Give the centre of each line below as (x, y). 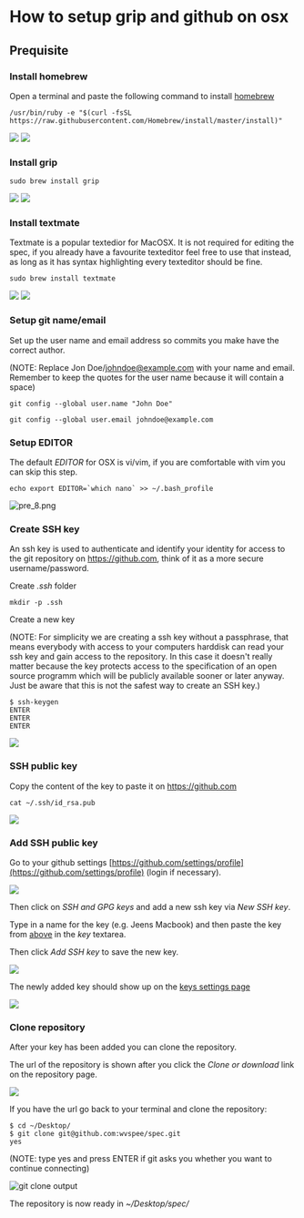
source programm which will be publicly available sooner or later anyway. (147, 676)
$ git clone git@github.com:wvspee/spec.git (95, 1134)
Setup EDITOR (41, 442)
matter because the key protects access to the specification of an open (143, 666)
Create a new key (42, 619)
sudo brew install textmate (63, 279)
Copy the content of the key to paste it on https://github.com (123, 786)
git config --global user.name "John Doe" (91, 404)
